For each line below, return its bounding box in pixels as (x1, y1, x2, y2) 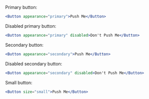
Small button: (5, 79, 32, 85)
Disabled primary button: (5, 23, 56, 29)
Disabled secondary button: (5, 60, 62, 67)
